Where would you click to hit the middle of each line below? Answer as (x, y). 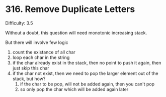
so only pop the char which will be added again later (74, 89)
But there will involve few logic (37, 42)
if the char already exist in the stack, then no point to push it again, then (87, 62)
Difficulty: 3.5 (19, 23)
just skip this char (31, 68)
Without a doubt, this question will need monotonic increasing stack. (76, 32)
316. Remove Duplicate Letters (70, 9)
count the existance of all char (44, 52)
